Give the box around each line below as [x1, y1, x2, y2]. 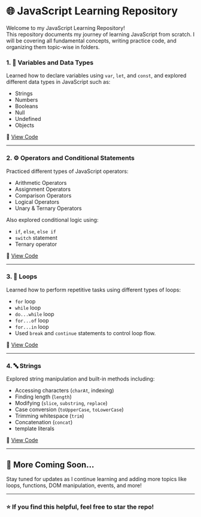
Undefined [14, 115, 41, 123]
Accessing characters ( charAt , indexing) [14, 387, 115, 394]
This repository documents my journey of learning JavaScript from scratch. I [6, 31, 195, 38]
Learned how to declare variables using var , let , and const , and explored [6, 72, 187, 79]
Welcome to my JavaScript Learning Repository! [6, 24, 126, 31]
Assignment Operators [14, 185, 71, 193]
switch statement [14, 234, 58, 241]
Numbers [14, 96, 38, 104]
